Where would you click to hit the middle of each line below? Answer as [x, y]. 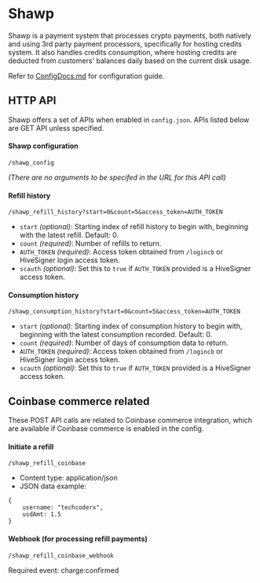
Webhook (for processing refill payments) [78, 538]
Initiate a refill [31, 447]
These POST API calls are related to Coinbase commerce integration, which [130, 420]
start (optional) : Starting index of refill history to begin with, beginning [134, 227]
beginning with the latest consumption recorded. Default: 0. [116, 335]
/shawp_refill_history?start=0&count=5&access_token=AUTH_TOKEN [115, 212]
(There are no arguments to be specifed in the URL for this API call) [117, 177]
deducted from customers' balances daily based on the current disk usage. [130, 61]
